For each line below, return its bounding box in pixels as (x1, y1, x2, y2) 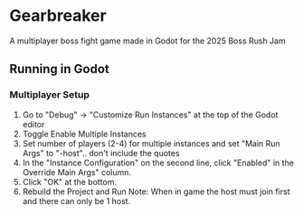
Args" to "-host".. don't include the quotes (22, 147, 180, 158)
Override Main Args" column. (22, 166, 132, 177)
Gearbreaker (9, 5, 107, 26)
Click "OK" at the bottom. (22, 176, 118, 187)
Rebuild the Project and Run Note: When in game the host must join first (22, 186, 291, 197)
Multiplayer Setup (9, 89, 90, 101)
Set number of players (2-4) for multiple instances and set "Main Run (22, 137, 280, 149)
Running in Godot (9, 61, 110, 77)
